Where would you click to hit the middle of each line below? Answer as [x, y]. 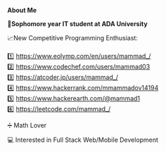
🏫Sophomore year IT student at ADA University [77, 24]
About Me [22, 10]
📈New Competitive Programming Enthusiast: [73, 38]
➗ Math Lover [27, 125]
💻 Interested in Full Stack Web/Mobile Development [83, 140]
